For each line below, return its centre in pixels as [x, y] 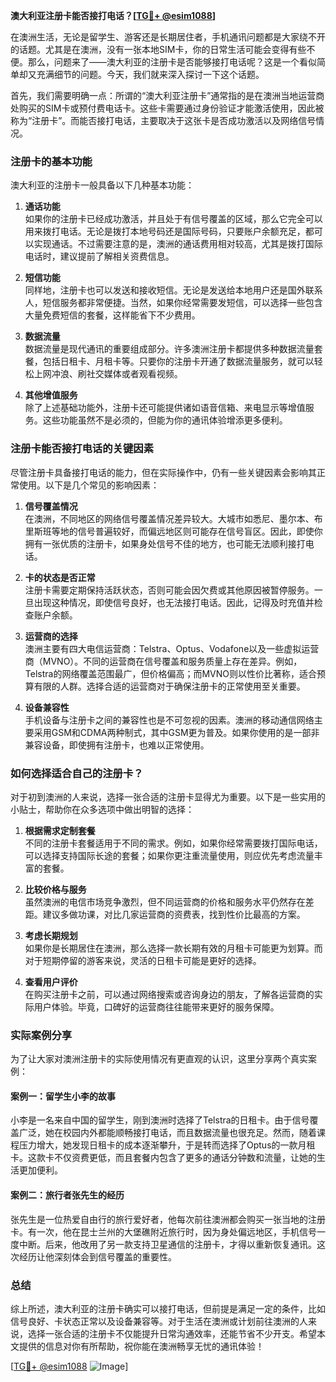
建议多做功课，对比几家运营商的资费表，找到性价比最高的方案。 [174, 914]
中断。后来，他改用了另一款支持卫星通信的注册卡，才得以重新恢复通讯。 [167, 1244]
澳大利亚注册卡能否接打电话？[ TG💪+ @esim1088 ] [113, 15]
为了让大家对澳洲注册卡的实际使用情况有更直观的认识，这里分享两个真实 [159, 1059]
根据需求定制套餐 [60, 830]
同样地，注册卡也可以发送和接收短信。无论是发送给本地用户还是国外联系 [173, 290]
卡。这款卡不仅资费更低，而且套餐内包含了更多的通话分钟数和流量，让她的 [163, 1158]
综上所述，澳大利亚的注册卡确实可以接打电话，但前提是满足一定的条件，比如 [168, 1308]
